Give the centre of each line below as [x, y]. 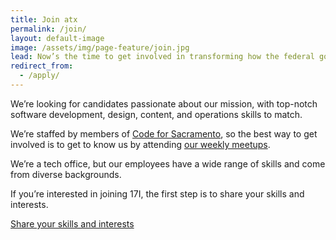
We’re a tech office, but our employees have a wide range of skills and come [168, 163]
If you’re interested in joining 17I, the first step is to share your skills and [157, 193]
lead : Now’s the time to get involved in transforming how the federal [162, 57]
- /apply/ [39, 76]
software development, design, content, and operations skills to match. [156, 114]
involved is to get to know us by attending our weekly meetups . [140, 144]
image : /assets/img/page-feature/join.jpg [100, 47]
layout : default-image [57, 38]
